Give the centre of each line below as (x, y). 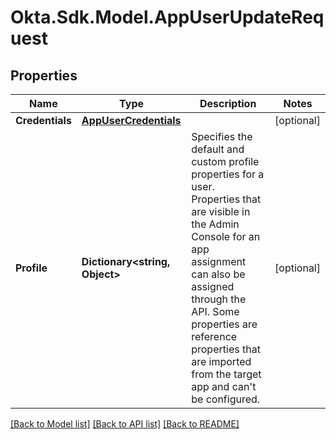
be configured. (226, 399)
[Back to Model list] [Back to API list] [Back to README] (125, 424)
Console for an (226, 236)
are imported (221, 361)
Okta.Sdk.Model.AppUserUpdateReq (167, 17)
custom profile (225, 161)
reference (214, 336)
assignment (219, 261)
